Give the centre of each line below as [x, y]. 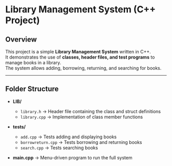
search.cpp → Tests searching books [59, 147]
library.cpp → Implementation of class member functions [82, 117]
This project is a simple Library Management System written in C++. [78, 52]
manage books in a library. [33, 62]
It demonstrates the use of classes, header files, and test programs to [80, 57]
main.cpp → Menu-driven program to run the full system [72, 157]
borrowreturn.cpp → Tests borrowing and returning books [81, 142]
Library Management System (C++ [81, 10]
